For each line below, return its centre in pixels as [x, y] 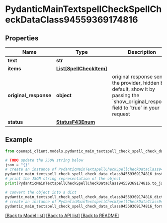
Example [19, 140]
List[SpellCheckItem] [82, 68]
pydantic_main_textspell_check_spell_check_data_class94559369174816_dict [84, 197]
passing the [126, 95]
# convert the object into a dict [41, 192]
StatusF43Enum [76, 122]
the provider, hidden [136, 83]
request [121, 114]
